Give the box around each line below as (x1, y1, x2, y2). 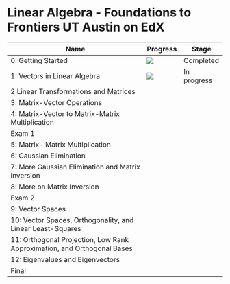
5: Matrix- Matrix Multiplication (10, 139, 111, 149)
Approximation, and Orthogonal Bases (10, 244, 133, 253)
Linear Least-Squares (10, 224, 81, 233)
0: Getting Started (10, 56, 68, 65)
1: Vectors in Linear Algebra (10, 71, 101, 80)
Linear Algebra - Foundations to (7, 5, 192, 21)
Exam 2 (10, 193, 36, 202)
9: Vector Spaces (10, 204, 66, 213)
